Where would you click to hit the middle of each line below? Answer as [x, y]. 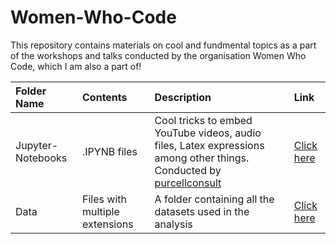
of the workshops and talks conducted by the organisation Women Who [158, 55]
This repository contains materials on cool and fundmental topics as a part [163, 45]
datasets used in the [202, 211]
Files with [104, 199]
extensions [108, 224]
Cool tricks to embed [203, 120]
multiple [101, 211]
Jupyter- [37, 145]
